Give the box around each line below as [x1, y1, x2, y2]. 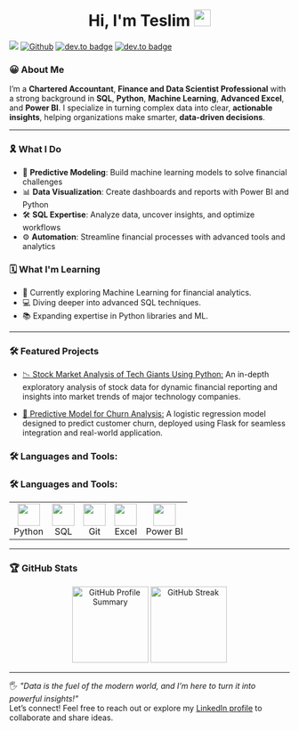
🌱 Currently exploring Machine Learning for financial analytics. [21, 287, 252, 297]
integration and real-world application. [21, 427, 163, 438]
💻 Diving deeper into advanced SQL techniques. [21, 296, 202, 307]
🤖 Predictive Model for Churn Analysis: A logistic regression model [21, 409, 267, 419]
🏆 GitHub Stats [9, 562, 78, 574]
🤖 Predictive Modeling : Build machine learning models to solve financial [21, 166, 287, 177]
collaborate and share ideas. [9, 712, 114, 723]
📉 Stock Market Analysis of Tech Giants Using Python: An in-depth [21, 369, 270, 380]
